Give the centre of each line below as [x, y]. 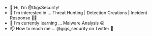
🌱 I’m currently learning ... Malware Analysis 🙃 [57, 23]
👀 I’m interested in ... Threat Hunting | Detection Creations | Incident [78, 13]
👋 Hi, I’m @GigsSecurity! [35, 8]
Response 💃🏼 [23, 18]
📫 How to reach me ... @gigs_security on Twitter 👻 [61, 28]
